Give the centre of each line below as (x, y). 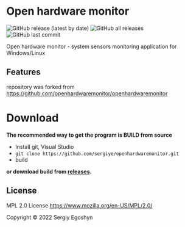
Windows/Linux (26, 52)
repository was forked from (40, 87)
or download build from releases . (49, 171)
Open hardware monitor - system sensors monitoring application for (92, 46)
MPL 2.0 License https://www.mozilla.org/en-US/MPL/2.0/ (79, 205)
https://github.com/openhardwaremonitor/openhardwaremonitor (87, 93)
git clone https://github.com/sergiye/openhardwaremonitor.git (97, 154)
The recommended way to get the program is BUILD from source (89, 135)
